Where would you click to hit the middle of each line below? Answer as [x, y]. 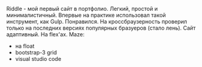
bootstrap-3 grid [36, 53]
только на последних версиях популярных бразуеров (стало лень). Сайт [101, 28]
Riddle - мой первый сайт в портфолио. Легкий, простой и [82, 9]
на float [25, 46]
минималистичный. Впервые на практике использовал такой [86, 15]
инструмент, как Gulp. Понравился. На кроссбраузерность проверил [97, 21]
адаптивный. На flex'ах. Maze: [45, 34]
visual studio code [38, 59]
